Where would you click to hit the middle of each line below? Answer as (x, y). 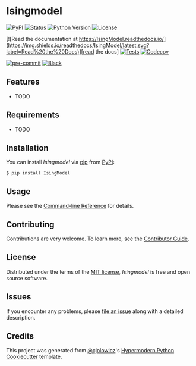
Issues (19, 297)
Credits (20, 337)
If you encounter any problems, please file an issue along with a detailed (95, 311)
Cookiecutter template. (34, 357)
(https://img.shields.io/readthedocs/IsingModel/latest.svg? (78, 45)
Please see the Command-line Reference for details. (70, 206)
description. (21, 317)
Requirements (33, 115)
